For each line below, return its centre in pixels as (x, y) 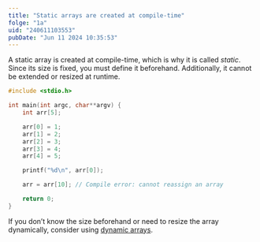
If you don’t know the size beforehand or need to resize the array (113, 221)
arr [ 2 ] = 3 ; (42, 141)
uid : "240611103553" (42, 30)
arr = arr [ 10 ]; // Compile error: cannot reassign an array (123, 185)
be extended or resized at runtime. (64, 76)
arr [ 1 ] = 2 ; (42, 134)
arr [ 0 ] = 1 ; (42, 127)
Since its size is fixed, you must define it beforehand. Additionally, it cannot (130, 69)
